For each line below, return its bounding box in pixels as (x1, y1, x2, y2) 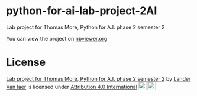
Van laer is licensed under (6, 83, 70, 90)
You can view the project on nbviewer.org (6, 35, 108, 42)
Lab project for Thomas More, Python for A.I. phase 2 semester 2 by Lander (6, 75, 191, 82)
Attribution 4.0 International (70, 83, 138, 90)
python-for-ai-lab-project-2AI (6, 4, 157, 18)
